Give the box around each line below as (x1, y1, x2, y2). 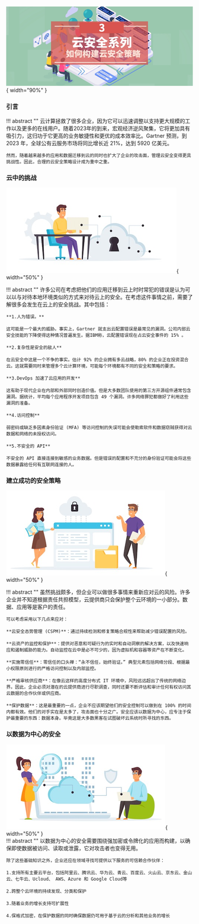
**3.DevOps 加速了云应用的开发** (6, 375, 81, 381)
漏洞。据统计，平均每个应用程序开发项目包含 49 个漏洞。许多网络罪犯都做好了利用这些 (6, 394, 189, 400)
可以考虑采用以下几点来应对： (6, 616, 68, 623)
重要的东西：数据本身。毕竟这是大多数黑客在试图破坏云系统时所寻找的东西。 (14, 715, 174, 721)
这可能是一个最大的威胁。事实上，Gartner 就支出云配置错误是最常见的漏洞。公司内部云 (6, 326, 191, 332)
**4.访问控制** (6, 413, 40, 419)
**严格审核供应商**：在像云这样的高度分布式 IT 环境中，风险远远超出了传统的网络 (6, 678, 182, 684)
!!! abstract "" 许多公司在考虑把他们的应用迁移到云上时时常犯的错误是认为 (6, 286, 185, 294)
